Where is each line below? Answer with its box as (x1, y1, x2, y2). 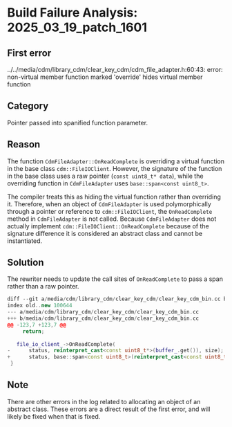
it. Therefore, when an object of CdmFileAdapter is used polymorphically (7, 199, 212, 208)
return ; (22, 327, 45, 335)
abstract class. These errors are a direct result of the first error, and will (7, 405, 211, 413)
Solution (7, 257, 44, 269)
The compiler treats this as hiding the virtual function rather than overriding (7, 192, 221, 201)
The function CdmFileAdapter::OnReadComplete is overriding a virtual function (7, 157, 225, 165)
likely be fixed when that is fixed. (7, 412, 101, 420)
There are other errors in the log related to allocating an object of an (7, 397, 201, 406)
